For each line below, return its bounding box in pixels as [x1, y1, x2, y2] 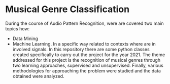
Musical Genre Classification [5, 4, 130, 15]
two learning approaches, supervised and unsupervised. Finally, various [12, 62, 163, 68]
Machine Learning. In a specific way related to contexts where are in [12, 40, 156, 47]
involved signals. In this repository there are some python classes [12, 46, 150, 52]
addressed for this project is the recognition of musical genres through [12, 57, 161, 63]
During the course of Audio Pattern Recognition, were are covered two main [5, 20, 164, 26]
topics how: [5, 25, 30, 31]
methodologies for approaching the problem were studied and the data [12, 67, 161, 74]
